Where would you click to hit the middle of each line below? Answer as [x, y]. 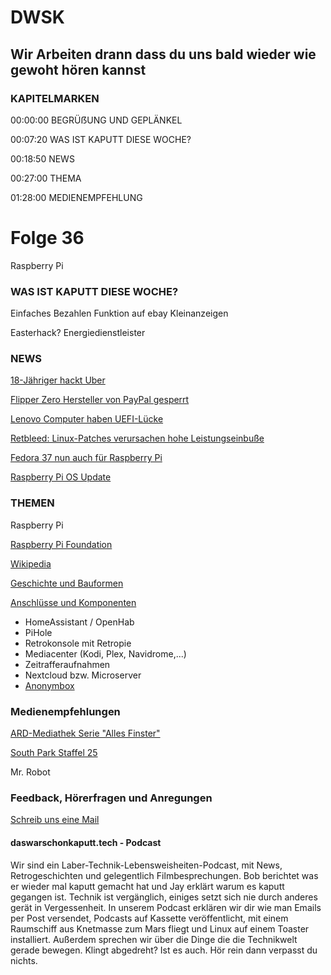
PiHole [38, 632]
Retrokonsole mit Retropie [78, 643]
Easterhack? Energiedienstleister [78, 333]
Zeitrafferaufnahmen [67, 664]
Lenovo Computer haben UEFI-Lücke [87, 419]
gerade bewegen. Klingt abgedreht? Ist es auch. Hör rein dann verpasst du [164, 950]
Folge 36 [47, 238]
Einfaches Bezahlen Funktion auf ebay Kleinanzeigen [119, 313]
